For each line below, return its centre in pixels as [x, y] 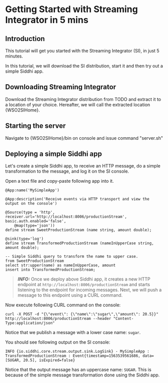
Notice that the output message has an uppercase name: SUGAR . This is [78, 370]
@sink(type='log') [24, 239]
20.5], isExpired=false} [49, 360]
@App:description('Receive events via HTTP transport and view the [77, 199]
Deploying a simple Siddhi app [54, 154]
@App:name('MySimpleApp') [32, 190]
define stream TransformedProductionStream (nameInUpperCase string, [80, 243]
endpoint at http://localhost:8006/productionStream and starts [84, 285]
